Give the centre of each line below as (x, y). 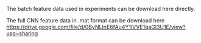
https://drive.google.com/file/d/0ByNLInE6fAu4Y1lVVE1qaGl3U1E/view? (96, 27)
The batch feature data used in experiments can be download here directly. (101, 9)
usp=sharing (22, 33)
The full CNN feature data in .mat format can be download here (86, 20)
